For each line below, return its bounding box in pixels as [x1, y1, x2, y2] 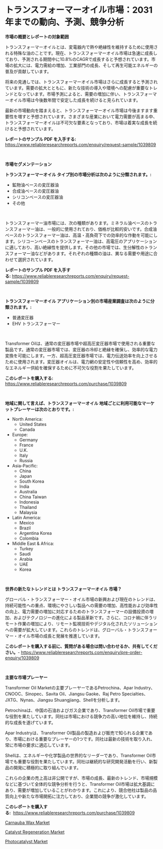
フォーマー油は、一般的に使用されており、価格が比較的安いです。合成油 [13, 226, 157, 232]
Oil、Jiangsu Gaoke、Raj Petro [59, 691, 121, 697]
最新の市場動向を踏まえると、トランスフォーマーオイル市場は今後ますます [5, 107, 154, 113]
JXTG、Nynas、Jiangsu [5, 697, 53, 703]
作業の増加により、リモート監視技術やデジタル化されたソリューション [17, 621, 158, 627]
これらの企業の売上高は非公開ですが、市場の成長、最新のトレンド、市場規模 [5, 775, 158, 781]
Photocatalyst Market [5, 838, 48, 844]
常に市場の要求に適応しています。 [5, 742, 73, 748]
